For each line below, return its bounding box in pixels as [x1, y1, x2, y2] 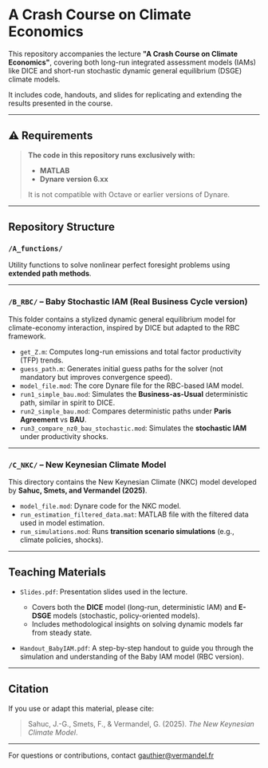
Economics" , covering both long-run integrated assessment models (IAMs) [8, 57, 257, 67]
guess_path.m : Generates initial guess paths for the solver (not [19, 363, 223, 373]
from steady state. [31, 627, 93, 637]
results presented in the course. [8, 98, 113, 108]
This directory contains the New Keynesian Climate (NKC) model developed [8, 477, 257, 487]
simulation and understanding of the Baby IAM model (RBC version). [19, 651, 245, 661]
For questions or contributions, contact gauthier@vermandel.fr [8, 750, 215, 760]
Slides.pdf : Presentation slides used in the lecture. [19, 587, 188, 596]
